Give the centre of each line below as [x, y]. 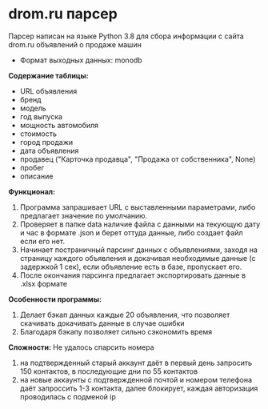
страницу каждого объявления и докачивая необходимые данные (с [138, 258]
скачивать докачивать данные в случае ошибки [102, 323]
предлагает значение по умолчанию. [84, 215]
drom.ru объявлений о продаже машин [75, 44]
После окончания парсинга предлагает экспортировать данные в [133, 275]
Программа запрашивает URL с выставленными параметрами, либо [138, 207]
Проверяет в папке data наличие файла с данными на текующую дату [140, 224]
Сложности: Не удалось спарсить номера [81, 347]
